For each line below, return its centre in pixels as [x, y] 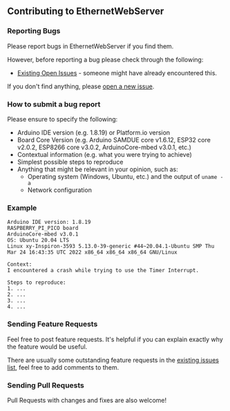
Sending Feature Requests [52, 324]
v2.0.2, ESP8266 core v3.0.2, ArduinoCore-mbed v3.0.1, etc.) [104, 147]
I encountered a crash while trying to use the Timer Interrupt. [103, 271]
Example [22, 208]
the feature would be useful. [47, 346]
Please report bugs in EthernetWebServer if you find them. [90, 46]
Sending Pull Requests [46, 385]
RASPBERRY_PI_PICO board [43, 228]
